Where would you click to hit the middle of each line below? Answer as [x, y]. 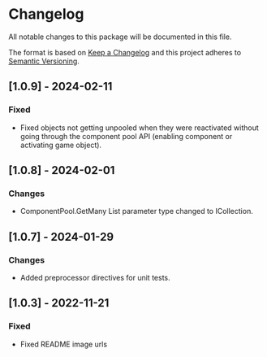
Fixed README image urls [64, 344]
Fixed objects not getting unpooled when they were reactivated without [140, 128]
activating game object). [61, 145]
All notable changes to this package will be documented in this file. [120, 37]
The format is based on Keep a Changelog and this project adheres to [125, 52]
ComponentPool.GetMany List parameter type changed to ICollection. [136, 211]
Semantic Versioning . [44, 61]
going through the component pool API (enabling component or [126, 136]
